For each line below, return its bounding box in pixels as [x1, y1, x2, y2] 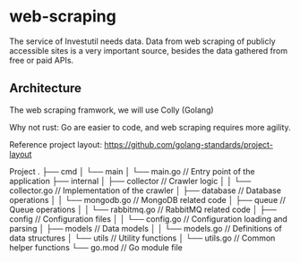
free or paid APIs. [9, 55, 74, 65]
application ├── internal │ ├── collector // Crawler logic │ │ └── [9, 175, 252, 186]
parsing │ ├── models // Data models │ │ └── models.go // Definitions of [9, 223, 282, 233]
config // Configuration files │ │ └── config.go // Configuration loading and [9, 213, 288, 224]
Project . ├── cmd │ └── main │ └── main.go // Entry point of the [9, 165, 255, 176]
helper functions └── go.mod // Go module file [9, 241, 184, 252]
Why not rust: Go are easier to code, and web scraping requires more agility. [9, 122, 291, 132]
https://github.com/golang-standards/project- [104, 139, 273, 149]
